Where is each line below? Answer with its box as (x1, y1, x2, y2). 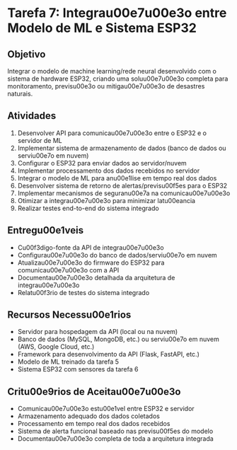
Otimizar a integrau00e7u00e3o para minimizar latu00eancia (17, 196, 196, 204)
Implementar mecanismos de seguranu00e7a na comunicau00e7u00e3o (17, 189, 231, 197)
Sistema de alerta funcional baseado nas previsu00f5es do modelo (17, 427, 214, 436)
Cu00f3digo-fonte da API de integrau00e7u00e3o (17, 243, 164, 252)
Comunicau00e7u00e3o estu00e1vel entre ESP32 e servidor (17, 405, 195, 413)
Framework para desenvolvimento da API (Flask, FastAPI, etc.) (17, 350, 200, 359)
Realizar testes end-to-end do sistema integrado (17, 204, 159, 212)
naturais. (7, 90, 33, 98)
